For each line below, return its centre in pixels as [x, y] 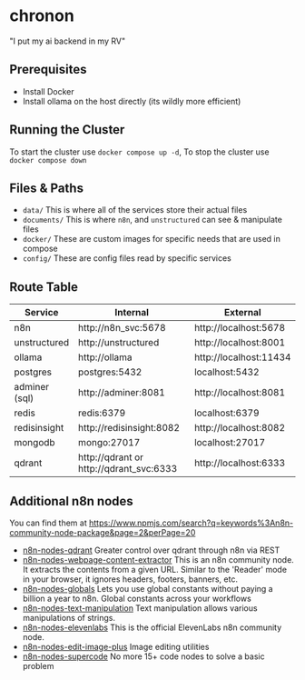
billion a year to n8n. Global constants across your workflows [137, 598]
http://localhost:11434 [242, 357]
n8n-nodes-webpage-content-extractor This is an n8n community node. [158, 560]
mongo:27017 [109, 443]
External [242, 313]
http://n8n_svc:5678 [122, 328]
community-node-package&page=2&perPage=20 [103, 532]
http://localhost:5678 [240, 328]
